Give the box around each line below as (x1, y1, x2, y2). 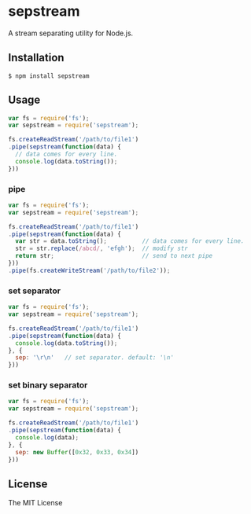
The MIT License (8, 498, 63, 508)
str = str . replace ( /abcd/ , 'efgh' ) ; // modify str (15, 244, 189, 253)
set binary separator (8, 380, 88, 391)
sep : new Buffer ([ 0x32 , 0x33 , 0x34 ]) (15, 448, 139, 456)
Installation (8, 51, 65, 64)
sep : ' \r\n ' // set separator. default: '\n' (15, 354, 175, 362)
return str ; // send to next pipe (15, 252, 213, 260)
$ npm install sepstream (8, 72, 90, 80)
